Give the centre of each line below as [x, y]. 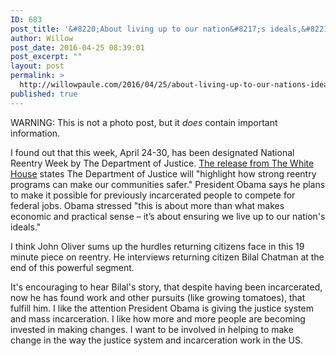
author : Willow [42, 38]
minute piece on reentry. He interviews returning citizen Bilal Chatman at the [167, 257]
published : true [44, 94]
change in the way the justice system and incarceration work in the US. [157, 340]
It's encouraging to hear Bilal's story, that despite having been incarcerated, [166, 287]
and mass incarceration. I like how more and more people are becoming [158, 318]
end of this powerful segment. [72, 267]
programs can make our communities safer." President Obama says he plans [168, 184]
